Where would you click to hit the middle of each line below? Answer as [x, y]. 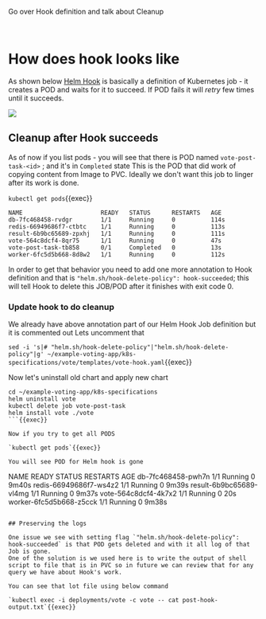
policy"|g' [26, 355]
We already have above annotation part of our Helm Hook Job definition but [132, 324]
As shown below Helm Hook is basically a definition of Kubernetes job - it [128, 81]
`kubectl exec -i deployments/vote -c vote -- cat [94, 601]
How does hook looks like [94, 59]
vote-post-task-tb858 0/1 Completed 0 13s [115, 247]
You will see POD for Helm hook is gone [76, 462]
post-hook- [200, 601]
